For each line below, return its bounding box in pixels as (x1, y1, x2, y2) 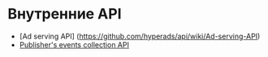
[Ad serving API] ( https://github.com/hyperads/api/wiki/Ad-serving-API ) (19, 31, 261, 41)
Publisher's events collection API (19, 39, 129, 49)
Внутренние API (7, 5, 123, 23)
